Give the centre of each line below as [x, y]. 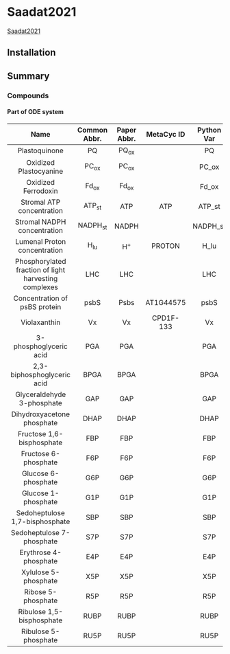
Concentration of [41, 298]
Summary [28, 76]
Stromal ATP [40, 202]
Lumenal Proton [40, 242]
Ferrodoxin [40, 191]
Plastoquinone [40, 150]
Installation [31, 53]
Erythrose [35, 552]
